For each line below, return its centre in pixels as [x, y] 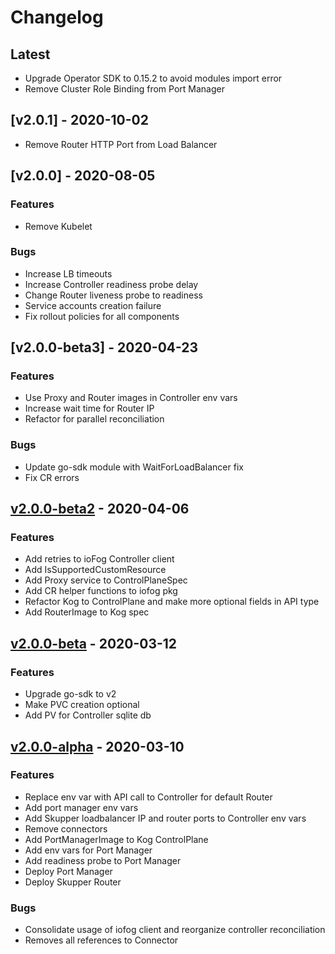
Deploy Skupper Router [73, 882]
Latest [30, 54]
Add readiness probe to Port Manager [103, 860]
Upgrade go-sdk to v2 [70, 694]
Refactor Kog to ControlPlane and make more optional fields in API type [172, 602]
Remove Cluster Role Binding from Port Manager [124, 89]
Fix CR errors [52, 477]
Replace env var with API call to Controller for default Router [148, 797]
